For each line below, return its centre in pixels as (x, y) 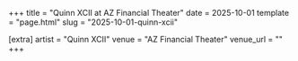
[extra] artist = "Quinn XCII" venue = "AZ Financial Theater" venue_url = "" (146, 39)
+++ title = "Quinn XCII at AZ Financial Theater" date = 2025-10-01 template (149, 13)
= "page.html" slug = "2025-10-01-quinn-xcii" (93, 22)
